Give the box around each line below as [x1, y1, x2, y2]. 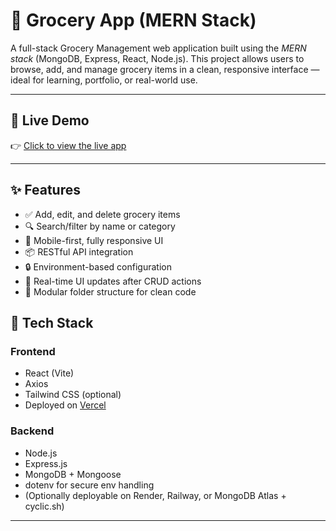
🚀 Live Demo [10, 112, 90, 129]
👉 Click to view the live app [10, 139, 127, 151]
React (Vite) [24, 367, 75, 379]
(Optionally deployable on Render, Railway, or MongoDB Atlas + [24, 489, 287, 501]
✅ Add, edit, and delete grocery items [24, 208, 181, 220]
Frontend [10, 344, 56, 358]
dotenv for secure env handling [24, 479, 155, 491]
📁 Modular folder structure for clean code [24, 285, 197, 298]
